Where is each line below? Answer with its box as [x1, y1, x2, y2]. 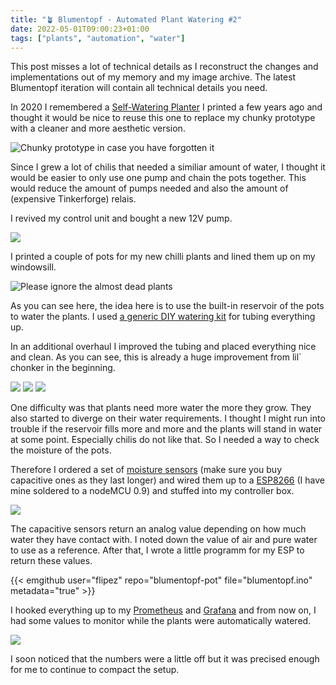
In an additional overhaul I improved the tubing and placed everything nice [10, 341, 317, 353]
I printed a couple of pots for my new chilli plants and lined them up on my [10, 251, 316, 263]
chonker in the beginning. [10, 362, 116, 374]
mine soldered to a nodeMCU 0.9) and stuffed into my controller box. [10, 485, 295, 497]
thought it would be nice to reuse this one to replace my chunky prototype [10, 112, 316, 124]
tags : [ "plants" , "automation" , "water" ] [10, 33, 186, 43]
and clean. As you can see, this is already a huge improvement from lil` [10, 351, 302, 363]
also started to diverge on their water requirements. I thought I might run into [10, 412, 326, 425]
